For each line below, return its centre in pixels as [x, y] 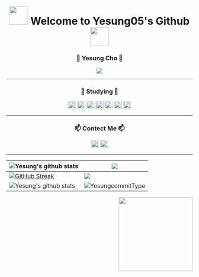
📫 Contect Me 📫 [99, 128]
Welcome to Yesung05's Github [110, 21]
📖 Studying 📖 [99, 92]
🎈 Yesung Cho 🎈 [99, 58]
